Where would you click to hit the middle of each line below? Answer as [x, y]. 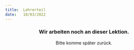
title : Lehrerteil [25, 10]
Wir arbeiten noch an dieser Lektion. [84, 32]
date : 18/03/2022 [25, 14]
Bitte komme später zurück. [84, 42]
